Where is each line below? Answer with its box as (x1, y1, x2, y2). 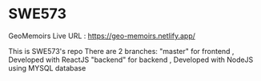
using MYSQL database (8, 63, 86, 72)
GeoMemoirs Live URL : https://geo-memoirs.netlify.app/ (8, 31, 196, 40)
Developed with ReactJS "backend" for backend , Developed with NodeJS (8, 55, 254, 64)
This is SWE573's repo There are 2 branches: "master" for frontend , (8, 46, 235, 56)
